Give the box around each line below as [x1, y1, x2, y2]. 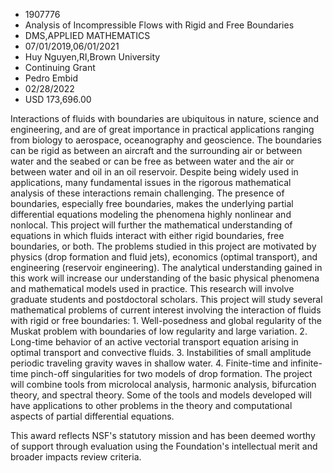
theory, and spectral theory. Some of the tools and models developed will [10, 389, 312, 401]
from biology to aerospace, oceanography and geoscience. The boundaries [10, 134, 322, 146]
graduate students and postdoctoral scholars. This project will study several [10, 294, 323, 305]
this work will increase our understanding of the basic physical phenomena [10, 272, 320, 284]
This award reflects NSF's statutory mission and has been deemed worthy [10, 430, 316, 441]
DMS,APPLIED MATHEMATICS [24, 30, 151, 41]
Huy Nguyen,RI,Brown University [24, 51, 161, 63]
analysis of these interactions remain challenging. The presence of [10, 187, 285, 199]
